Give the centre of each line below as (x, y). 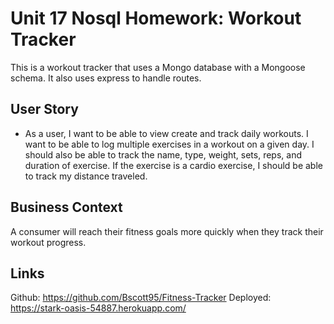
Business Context (66, 207)
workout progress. (48, 242)
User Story (44, 109)
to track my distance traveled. (86, 176)
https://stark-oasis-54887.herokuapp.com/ (98, 308)
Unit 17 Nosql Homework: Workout (156, 18)
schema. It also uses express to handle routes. (106, 78)
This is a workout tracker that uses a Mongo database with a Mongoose (158, 67)
